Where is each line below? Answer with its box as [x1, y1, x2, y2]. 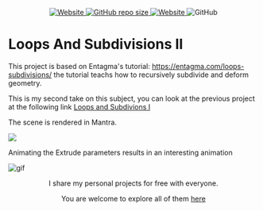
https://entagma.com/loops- [152, 61, 245, 71]
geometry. [8, 78, 42, 87]
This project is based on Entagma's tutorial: [8, 61, 151, 71]
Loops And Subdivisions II [8, 36, 184, 53]
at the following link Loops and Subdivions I [8, 102, 151, 111]
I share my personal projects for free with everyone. [48, 178, 219, 188]
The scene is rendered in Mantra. [8, 117, 118, 127]
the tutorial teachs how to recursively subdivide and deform [53, 70, 249, 79]
